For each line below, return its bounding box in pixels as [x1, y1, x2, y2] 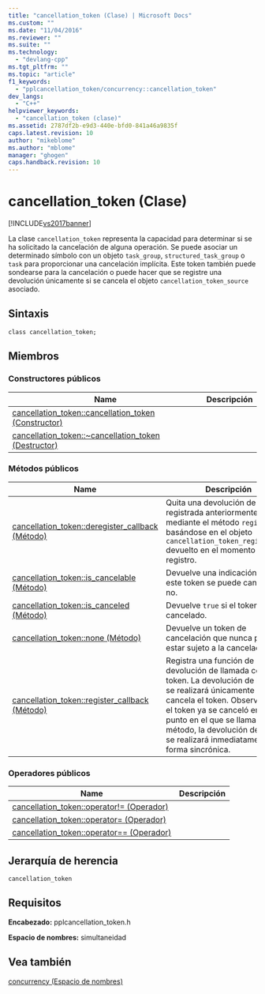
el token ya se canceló [165, 704, 249, 715]
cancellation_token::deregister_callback [12, 521, 159, 532]
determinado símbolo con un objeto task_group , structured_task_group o [8, 250, 245, 261]
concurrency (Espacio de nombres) [8, 977, 124, 986]
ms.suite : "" [8, 41, 51, 49]
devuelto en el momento [165, 544, 256, 555]
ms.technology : [8, 48, 58, 56]
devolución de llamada [165, 665, 250, 676]
